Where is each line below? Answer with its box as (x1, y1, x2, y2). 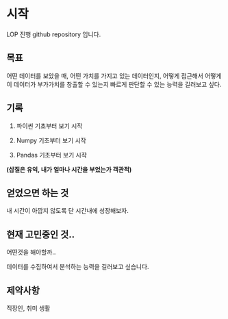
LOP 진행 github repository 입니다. (6, 30, 101, 38)
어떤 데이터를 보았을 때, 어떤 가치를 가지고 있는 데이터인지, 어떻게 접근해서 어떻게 (6, 71, 222, 79)
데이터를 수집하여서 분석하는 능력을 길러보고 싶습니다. (6, 263, 149, 271)
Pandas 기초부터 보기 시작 (16, 151, 87, 159)
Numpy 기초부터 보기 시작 (16, 136, 86, 144)
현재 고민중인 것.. (6, 229, 75, 240)
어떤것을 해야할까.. (6, 248, 56, 257)
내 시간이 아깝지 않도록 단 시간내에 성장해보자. (6, 207, 129, 215)
